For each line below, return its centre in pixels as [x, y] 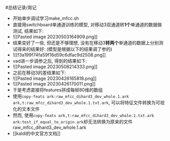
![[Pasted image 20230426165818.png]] [54, 78]
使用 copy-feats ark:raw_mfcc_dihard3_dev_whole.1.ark [71, 96]
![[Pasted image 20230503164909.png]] [55, 37]
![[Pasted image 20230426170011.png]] [54, 84]
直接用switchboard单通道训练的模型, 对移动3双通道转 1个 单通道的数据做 [87, 25]
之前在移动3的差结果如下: [39, 73]
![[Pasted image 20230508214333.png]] [55, 67]
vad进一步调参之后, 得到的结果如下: [50, 61]
